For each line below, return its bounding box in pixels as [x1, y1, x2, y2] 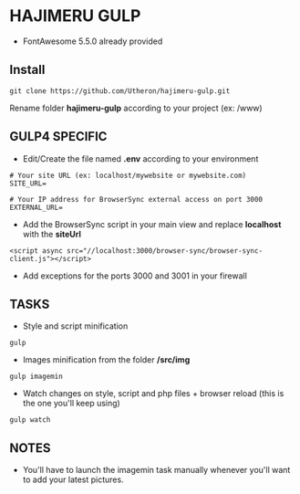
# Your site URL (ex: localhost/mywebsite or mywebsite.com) [9, 171, 247, 180]
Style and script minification [22, 321, 129, 331]
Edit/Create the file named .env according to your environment [22, 152, 259, 164]
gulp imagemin [9, 372, 64, 382]
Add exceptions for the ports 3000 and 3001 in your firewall [22, 270, 248, 281]
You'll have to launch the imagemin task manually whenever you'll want [22, 465, 291, 476]
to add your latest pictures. [22, 474, 125, 485]
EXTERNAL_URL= [9, 203, 64, 212]
